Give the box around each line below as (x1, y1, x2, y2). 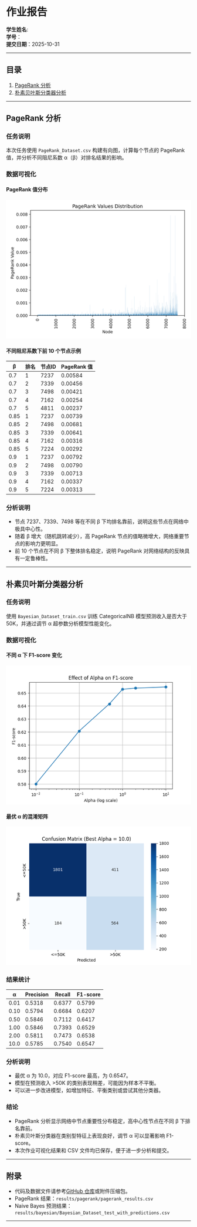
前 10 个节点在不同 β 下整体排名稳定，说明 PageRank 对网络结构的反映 (14, 547, 185, 555)
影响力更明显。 (25, 540, 62, 547)
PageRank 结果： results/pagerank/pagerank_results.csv (14, 1195, 154, 1202)
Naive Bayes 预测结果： (14, 1202, 72, 1209)
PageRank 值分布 (6, 186, 48, 193)
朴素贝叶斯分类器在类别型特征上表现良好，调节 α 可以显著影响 (14, 1132, 165, 1139)
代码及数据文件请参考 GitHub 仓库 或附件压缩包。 (14, 1188, 131, 1195)
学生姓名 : (6, 26, 29, 33)
